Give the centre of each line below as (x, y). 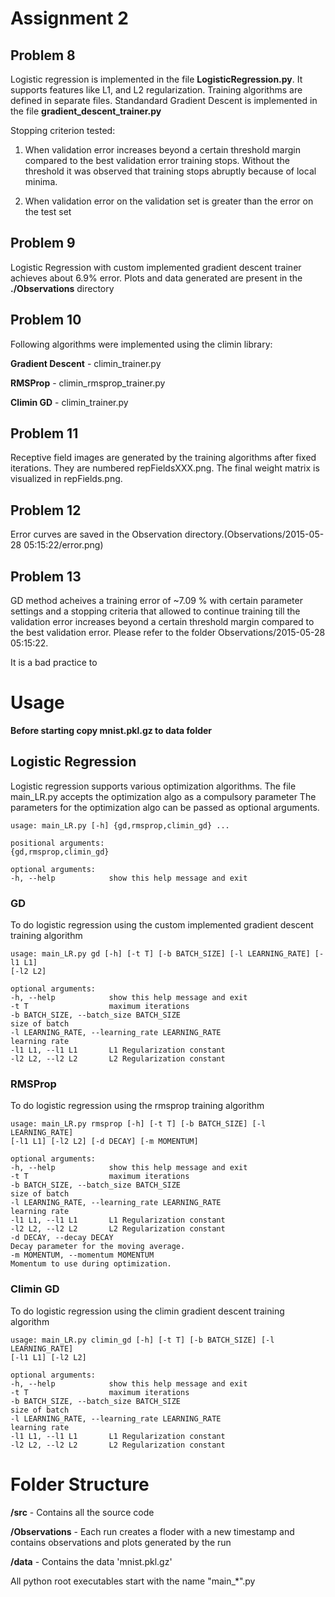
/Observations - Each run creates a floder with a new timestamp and (152, 1531)
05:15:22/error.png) (63, 545)
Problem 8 (43, 55)
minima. (41, 181)
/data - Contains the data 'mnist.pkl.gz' (91, 1561)
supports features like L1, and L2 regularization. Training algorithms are (156, 90)
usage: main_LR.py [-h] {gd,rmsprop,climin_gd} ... (120, 825)
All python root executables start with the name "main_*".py (133, 1581)
